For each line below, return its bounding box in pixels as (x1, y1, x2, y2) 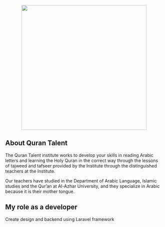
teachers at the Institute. (5, 168, 55, 174)
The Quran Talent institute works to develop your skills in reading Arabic (5, 152, 154, 158)
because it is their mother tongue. (5, 188, 75, 194)
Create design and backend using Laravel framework (5, 216, 114, 222)
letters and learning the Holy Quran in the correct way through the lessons (5, 157, 158, 163)
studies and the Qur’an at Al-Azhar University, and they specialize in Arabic (5, 183, 160, 189)
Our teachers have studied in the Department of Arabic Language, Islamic (5, 177, 157, 183)
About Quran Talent (5, 139, 68, 147)
